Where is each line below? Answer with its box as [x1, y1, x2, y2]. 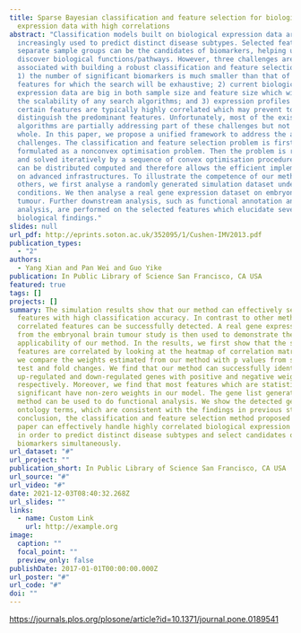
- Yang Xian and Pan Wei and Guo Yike [17, 264, 163, 273]
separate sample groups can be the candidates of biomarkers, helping [17, 47, 287, 56]
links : [9, 506, 34, 514]
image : [9, 531, 34, 540]
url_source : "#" [9, 472, 70, 481]
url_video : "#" [9, 480, 66, 489]
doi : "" [9, 589, 39, 598]
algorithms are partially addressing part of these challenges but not [17, 122, 291, 131]
